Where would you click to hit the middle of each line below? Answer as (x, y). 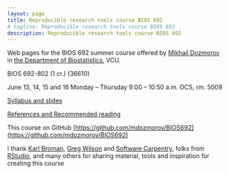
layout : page (26, 14)
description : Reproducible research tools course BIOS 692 (94, 33)
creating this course (36, 164)
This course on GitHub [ (41, 128)
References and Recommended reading (64, 114)
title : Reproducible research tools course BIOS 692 (85, 20)
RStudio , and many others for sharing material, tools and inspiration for (108, 156)
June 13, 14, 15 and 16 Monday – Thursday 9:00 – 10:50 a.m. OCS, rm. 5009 (115, 87)
